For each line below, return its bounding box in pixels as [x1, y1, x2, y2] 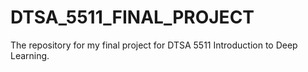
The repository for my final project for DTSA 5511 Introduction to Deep [10, 39, 298, 51]
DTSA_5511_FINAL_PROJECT [10, 6, 255, 29]
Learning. [10, 49, 50, 61]
